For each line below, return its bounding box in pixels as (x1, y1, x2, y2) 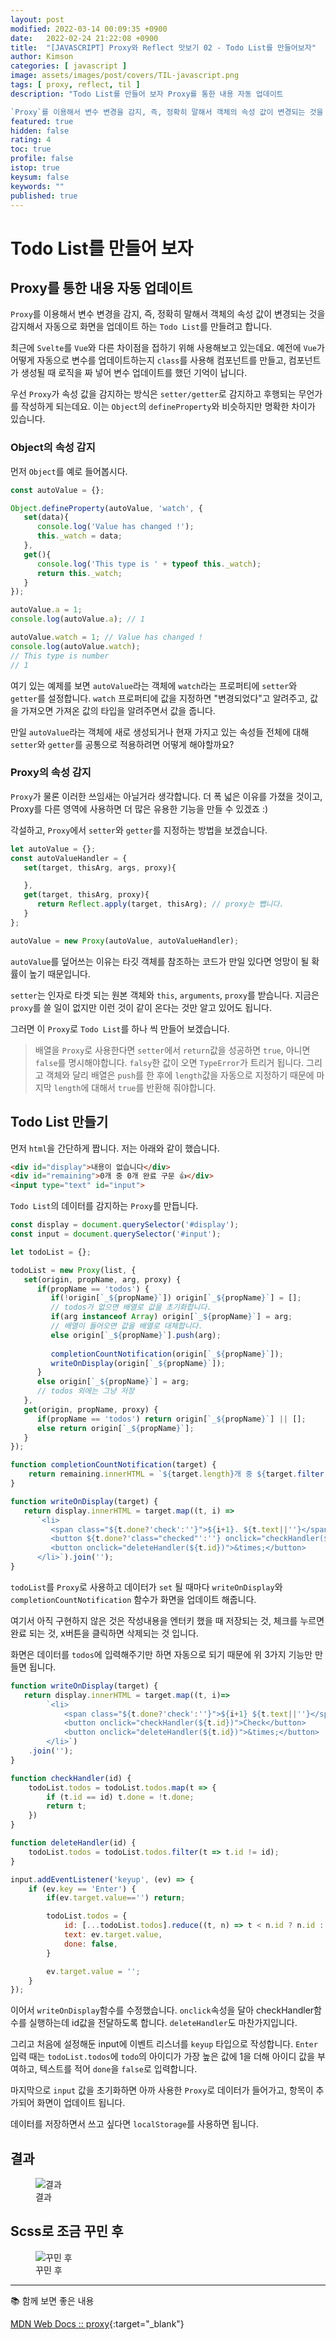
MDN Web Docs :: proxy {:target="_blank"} (10, 2317, 185, 2330)
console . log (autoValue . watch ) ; (10, 641, 141, 651)
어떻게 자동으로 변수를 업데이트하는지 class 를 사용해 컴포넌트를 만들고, (10, 354, 287, 366)
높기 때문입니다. (28, 967, 91, 980)
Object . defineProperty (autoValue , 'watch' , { (10, 503, 203, 513)
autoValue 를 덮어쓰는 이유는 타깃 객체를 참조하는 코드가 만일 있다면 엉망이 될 (10, 955, 310, 967)
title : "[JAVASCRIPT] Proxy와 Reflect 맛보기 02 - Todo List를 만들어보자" (10, 42, 317, 53)
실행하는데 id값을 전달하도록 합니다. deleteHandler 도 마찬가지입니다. (28, 2017, 298, 2029)
